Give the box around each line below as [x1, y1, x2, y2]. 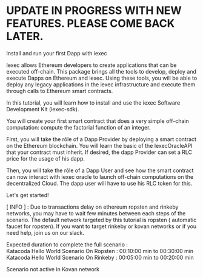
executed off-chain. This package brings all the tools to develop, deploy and [6, 68, 197, 75]
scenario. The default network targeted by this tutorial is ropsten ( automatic [6, 216, 197, 223]
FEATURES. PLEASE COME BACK [6, 16, 175, 30]
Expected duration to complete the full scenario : [6, 241, 128, 248]
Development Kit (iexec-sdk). [6, 105, 79, 113]
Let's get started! [6, 191, 50, 198]
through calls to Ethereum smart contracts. [6, 87, 113, 94]
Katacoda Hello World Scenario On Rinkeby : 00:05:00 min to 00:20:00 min [6, 254, 194, 261]
